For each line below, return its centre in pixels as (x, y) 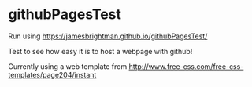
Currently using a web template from (68, 66)
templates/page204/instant (52, 74)
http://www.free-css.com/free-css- (186, 66)
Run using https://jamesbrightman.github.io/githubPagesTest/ (108, 36)
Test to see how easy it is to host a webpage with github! (100, 51)
